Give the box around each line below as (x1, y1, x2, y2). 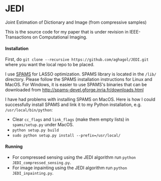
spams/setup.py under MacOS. (12, 122, 74, 128)
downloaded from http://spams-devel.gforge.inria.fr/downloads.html (5, 87, 144, 93)
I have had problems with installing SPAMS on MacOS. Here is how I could (5, 97, 156, 103)
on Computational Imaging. (32, 34, 88, 40)
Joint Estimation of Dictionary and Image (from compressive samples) (5, 19, 147, 25)
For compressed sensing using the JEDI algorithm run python (12, 154, 136, 160)
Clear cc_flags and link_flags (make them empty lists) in (12, 116, 129, 122)
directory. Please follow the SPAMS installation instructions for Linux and (5, 76, 153, 82)
